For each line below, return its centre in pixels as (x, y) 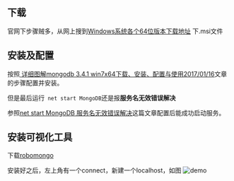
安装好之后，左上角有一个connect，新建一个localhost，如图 (94, 170)
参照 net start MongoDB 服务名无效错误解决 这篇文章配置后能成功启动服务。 (116, 112)
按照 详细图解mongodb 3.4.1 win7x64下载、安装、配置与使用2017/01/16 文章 (117, 74)
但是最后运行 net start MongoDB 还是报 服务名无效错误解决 (92, 98)
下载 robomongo (31, 156)
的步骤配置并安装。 (35, 83)
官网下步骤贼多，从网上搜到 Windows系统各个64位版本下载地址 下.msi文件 (115, 31)
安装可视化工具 (40, 138)
